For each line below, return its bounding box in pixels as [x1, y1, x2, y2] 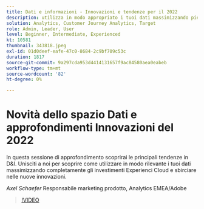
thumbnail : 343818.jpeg [6, 43, 67, 49]
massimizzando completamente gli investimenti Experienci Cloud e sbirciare [6, 167, 197, 174]
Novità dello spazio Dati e [6, 108, 137, 122]
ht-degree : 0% [6, 76, 42, 82]
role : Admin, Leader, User [6, 25, 75, 32]
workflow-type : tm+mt [6, 65, 61, 71]
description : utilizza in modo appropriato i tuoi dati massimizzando [6, 15, 189, 21]
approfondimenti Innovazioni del [6, 121, 174, 134]
